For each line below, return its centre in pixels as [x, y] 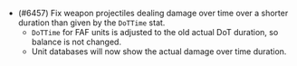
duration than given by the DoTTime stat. [91, 23]
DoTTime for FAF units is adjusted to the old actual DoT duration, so [155, 32]
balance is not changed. [77, 42]
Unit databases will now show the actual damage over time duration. [159, 52]
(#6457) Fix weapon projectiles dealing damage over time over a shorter [153, 13]
